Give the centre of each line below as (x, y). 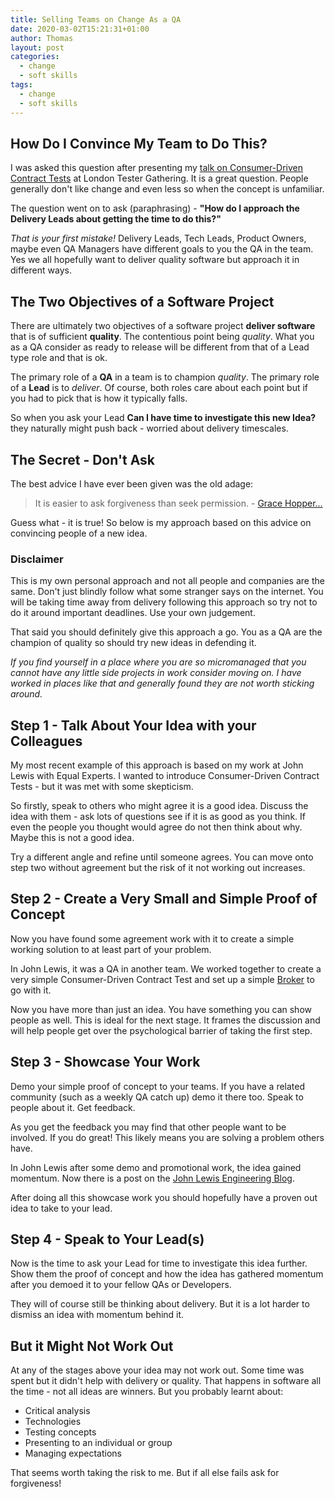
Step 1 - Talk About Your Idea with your (133, 725)
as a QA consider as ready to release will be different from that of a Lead (160, 347)
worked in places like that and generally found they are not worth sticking (162, 683)
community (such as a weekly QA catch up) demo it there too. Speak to (157, 1097)
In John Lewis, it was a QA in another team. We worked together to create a (166, 968)
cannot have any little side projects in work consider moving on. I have (156, 673)
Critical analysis (57, 1411)
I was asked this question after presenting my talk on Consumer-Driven (156, 168)
